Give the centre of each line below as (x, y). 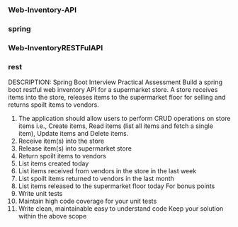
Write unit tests (40, 194)
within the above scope (52, 216)
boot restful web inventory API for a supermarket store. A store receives (113, 90)
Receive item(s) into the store (61, 141)
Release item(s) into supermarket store (75, 149)
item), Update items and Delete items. (73, 134)
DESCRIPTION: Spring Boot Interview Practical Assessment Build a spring (115, 82)
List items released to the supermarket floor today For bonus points (117, 186)
